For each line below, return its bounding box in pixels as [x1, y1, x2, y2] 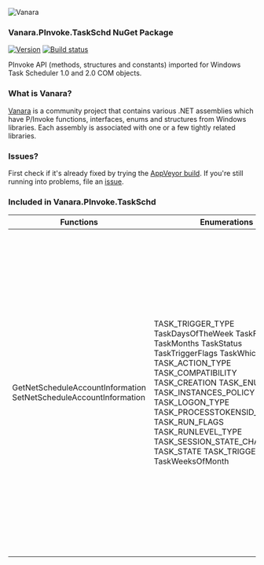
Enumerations [200, 217, 254, 228]
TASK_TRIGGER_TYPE [153, 318, 235, 329]
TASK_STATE [153, 446, 202, 457]
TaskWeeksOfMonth [153, 456, 229, 467]
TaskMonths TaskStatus [153, 338, 242, 349]
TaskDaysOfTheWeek [153, 328, 234, 339]
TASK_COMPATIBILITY [153, 368, 237, 379]
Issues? [8, 150, 39, 161]
